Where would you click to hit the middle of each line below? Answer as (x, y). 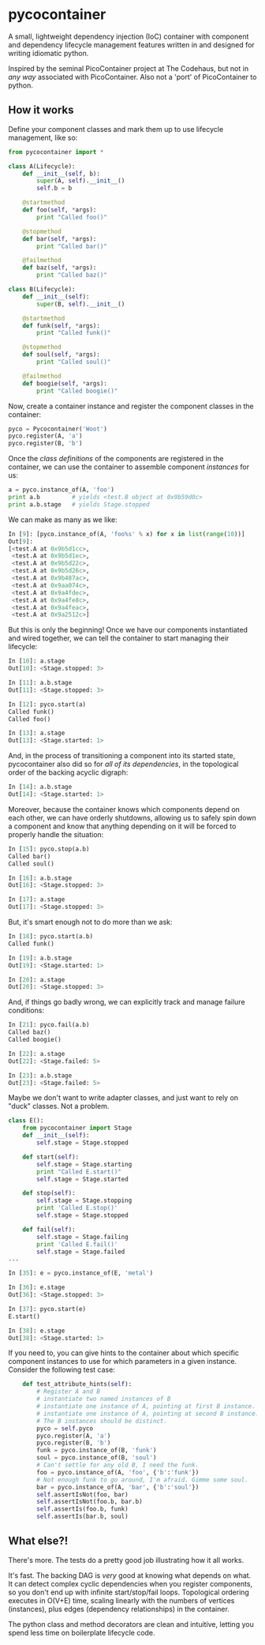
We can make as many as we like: (63, 520)
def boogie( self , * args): (65, 383)
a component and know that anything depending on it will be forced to (122, 826)
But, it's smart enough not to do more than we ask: (90, 922)
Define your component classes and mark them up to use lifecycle (116, 129)
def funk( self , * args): (62, 325)
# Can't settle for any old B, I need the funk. (118, 1465)
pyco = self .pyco (65, 1428)
